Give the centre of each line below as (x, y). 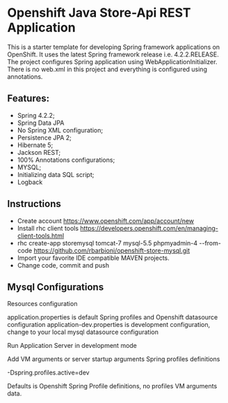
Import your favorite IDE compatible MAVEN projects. (93, 258)
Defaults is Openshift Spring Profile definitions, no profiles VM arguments (112, 386)
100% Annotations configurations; (66, 160)
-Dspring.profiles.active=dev (48, 373)
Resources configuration (42, 304)
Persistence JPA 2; (44, 137)
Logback (30, 182)
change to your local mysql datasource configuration (83, 332)
